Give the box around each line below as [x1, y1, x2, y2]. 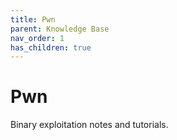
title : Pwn [10, 14, 56, 25]
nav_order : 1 [10, 33, 65, 43]
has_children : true [10, 42, 92, 53]
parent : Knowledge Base [10, 24, 110, 34]
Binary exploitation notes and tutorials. [10, 119, 169, 131]
